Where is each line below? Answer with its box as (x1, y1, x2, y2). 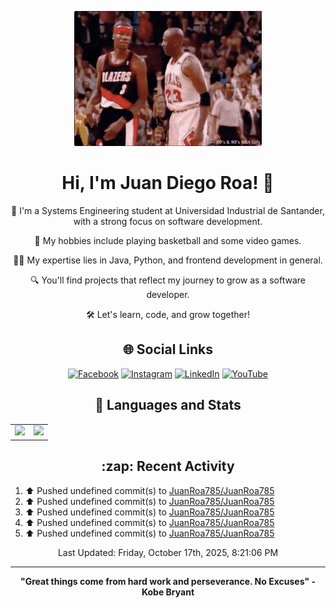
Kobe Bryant (141, 586, 195, 598)
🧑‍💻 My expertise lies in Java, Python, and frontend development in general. (13, 254, 323, 266)
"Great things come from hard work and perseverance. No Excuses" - (19, 575, 316, 587)
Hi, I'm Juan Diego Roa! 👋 (61, 172, 275, 195)
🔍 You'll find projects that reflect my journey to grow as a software (30, 274, 306, 286)
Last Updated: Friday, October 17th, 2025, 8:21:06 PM (57, 546, 279, 558)
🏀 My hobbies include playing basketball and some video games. (34, 234, 302, 246)
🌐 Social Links (123, 341, 213, 358)
